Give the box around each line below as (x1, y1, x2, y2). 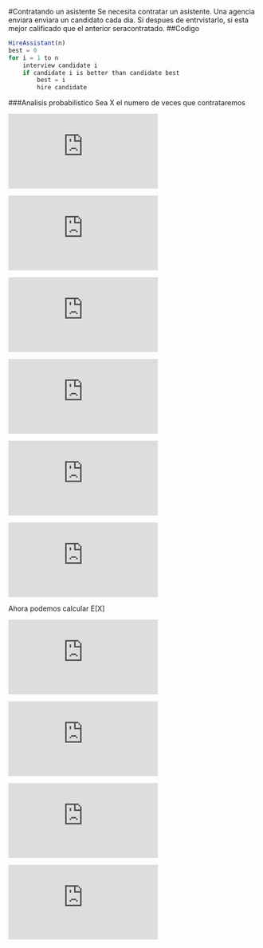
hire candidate (37, 84, 88, 92)
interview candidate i (22, 61, 98, 69)
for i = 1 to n (8, 53, 59, 62)
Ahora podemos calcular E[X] (8, 604, 105, 613)
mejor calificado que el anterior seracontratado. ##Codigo (8, 24, 200, 33)
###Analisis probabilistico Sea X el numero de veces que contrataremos (8, 98, 245, 108)
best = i (37, 76, 66, 85)
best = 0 (8, 46, 37, 54)
